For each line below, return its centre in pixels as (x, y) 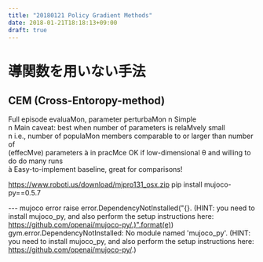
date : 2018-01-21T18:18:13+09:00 (63, 23)
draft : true (27, 30)
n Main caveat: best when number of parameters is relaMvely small (117, 128)
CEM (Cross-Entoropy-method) (87, 100)
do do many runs (36, 161)
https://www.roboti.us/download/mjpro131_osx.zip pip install (105, 184)
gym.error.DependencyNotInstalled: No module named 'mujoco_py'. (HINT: (130, 233)
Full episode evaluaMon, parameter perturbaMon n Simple (102, 119)
